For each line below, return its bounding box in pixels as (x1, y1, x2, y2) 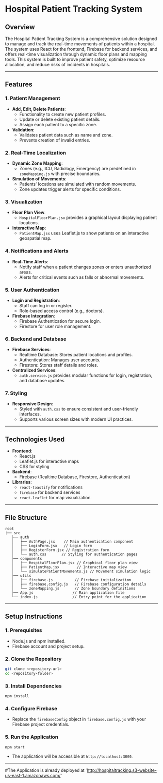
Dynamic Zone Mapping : (12, 160, 63, 166)
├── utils (11, 573, 32, 578)
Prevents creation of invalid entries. (19, 137, 91, 143)
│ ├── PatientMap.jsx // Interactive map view (11, 565, 127, 570)
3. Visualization (5, 198, 43, 205)
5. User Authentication (5, 286, 60, 293)
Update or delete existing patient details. (19, 116, 100, 122)
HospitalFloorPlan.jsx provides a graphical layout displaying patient (19, 215, 157, 220)
